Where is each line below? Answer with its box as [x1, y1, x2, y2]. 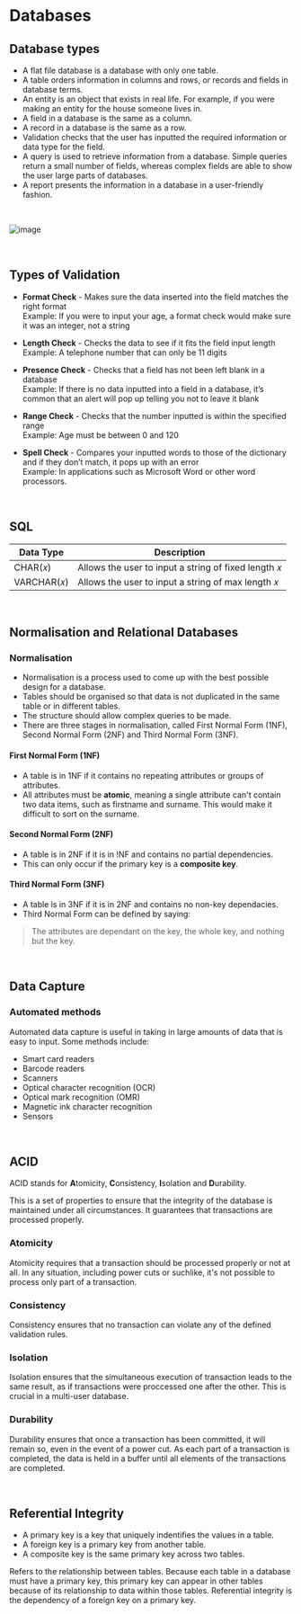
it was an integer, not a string [22, 320, 130, 331]
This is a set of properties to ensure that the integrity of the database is [9, 1195, 273, 1206]
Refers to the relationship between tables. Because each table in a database [9, 1566, 291, 1577]
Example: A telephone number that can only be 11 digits [22, 347, 227, 358]
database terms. [22, 85, 84, 94]
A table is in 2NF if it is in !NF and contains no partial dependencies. [22, 849, 274, 860]
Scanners [22, 1072, 58, 1083]
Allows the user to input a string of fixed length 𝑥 [77, 561, 282, 574]
